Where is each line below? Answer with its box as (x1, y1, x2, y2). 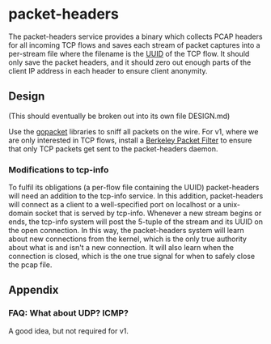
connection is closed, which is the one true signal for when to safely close (8, 252, 256, 261)
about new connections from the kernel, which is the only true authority (8, 234, 247, 244)
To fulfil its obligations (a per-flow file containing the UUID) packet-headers (8, 183, 260, 193)
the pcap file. (8, 260, 53, 270)
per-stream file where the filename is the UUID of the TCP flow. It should (8, 49, 250, 58)
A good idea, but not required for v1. (8, 325, 129, 336)
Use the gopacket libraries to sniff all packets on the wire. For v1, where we (8, 126, 259, 136)
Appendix (8, 283, 59, 297)
